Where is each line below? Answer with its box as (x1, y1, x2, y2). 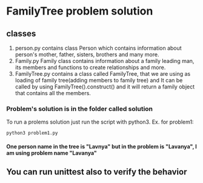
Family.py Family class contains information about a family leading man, (15, 58, 195, 64)
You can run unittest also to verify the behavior (6, 167, 187, 177)
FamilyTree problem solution (6, 4, 153, 18)
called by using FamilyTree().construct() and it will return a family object (15, 83, 195, 90)
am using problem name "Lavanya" (6, 149, 97, 156)
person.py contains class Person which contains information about (15, 44, 182, 52)
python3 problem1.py (6, 130, 59, 136)
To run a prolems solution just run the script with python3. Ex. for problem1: (6, 118, 194, 125)
